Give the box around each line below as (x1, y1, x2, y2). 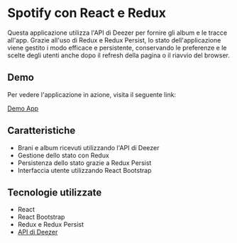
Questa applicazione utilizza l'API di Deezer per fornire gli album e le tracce (7, 28, 228, 37)
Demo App (7, 104, 39, 113)
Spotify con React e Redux (7, 5, 167, 21)
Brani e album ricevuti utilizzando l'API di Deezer (17, 143, 160, 152)
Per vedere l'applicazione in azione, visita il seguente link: (7, 90, 176, 98)
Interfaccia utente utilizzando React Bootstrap (17, 166, 152, 174)
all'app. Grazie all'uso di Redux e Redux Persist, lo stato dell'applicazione (7, 35, 221, 44)
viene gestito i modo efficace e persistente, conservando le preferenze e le (7, 43, 227, 52)
